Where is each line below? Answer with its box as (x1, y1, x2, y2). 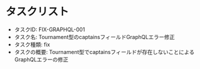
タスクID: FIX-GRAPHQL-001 (14, 26, 85, 33)
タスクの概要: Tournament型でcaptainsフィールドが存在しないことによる (14, 48, 195, 55)
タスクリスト (5, 5, 70, 19)
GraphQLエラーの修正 (14, 56, 68, 63)
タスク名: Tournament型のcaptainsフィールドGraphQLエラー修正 (14, 33, 175, 40)
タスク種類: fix (14, 41, 50, 48)
